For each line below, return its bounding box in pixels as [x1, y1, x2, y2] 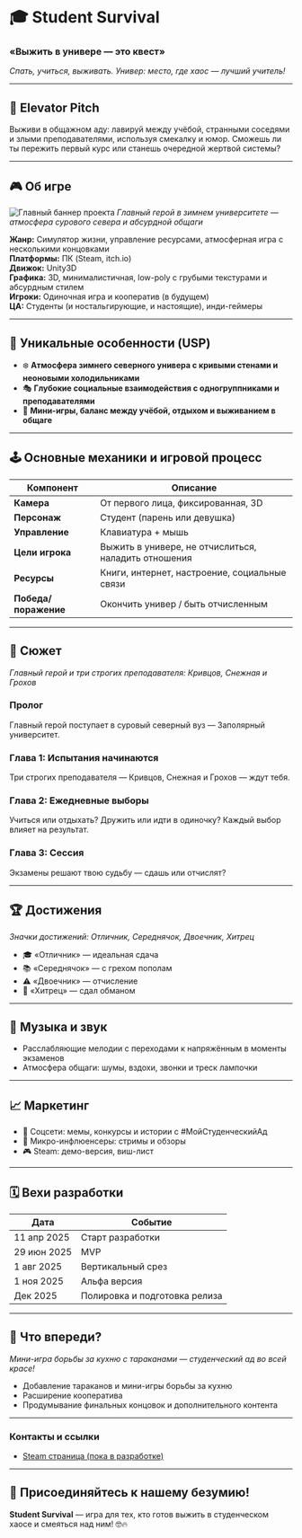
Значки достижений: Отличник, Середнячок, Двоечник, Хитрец [9, 931, 254, 941]
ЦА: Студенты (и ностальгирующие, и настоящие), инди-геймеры [9, 301, 263, 312]
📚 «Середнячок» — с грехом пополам [22, 962, 173, 973]
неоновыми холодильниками [22, 372, 140, 383]
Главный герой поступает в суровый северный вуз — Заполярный [9, 720, 265, 730]
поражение [13, 603, 66, 615]
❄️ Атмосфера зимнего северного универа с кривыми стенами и [22, 359, 279, 370]
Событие [131, 1215, 173, 1228]
